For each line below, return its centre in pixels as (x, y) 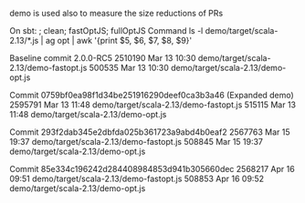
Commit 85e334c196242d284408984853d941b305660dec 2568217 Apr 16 (152, 169)
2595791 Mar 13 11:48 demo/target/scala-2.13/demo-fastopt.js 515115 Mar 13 (153, 105)
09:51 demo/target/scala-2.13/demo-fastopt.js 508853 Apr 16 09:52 (137, 178)
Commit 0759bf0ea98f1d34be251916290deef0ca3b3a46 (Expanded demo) (152, 95)
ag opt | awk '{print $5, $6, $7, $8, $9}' (119, 41)
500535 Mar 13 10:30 (129, 68)
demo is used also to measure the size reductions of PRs (116, 13)
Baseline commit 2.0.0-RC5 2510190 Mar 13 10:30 (103, 58)
